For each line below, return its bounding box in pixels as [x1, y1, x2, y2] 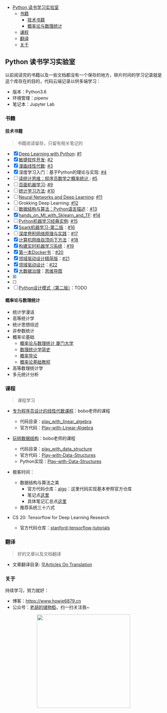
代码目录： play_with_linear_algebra [19, 418, 92, 425]
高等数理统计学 [12, 365, 43, 371]
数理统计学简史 [19, 347, 51, 353]
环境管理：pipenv [12, 95, 49, 101]
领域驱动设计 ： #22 [18, 261, 58, 268]
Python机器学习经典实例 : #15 [18, 218, 78, 224]
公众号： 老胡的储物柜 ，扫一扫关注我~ [12, 604, 90, 610]
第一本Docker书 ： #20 [18, 249, 64, 255]
